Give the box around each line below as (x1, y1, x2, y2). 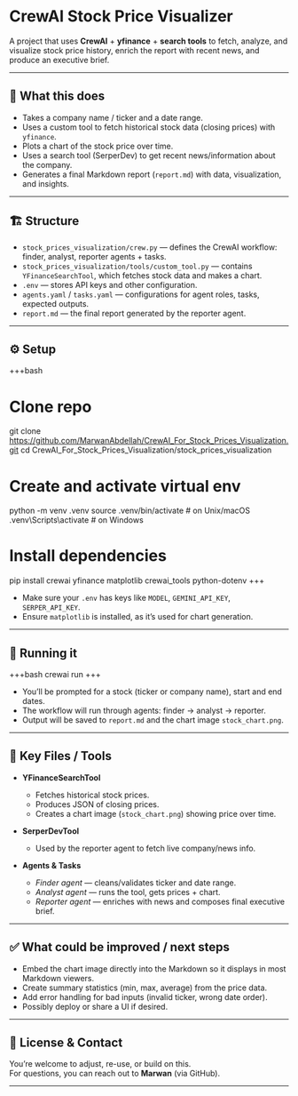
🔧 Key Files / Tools (9, 748, 113, 764)
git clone (9, 426, 42, 436)
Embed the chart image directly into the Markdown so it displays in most (21, 963, 286, 974)
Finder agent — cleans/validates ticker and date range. (35, 877, 237, 888)
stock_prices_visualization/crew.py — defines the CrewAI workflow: (21, 242, 278, 252)
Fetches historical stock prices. (35, 789, 150, 800)
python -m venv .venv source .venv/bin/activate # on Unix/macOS (9, 505, 251, 516)
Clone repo (9, 396, 92, 417)
